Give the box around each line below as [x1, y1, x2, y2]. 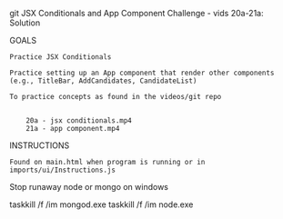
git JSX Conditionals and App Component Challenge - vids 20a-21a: [9, 8, 264, 18]
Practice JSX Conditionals [9, 53, 112, 62]
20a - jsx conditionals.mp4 [25, 116, 132, 125]
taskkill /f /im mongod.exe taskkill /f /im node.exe [9, 199, 194, 210]
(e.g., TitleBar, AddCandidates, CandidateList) [9, 76, 197, 85]
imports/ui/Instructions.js [9, 165, 116, 174]
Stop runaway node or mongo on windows [9, 182, 169, 192]
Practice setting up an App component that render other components [9, 68, 275, 77]
